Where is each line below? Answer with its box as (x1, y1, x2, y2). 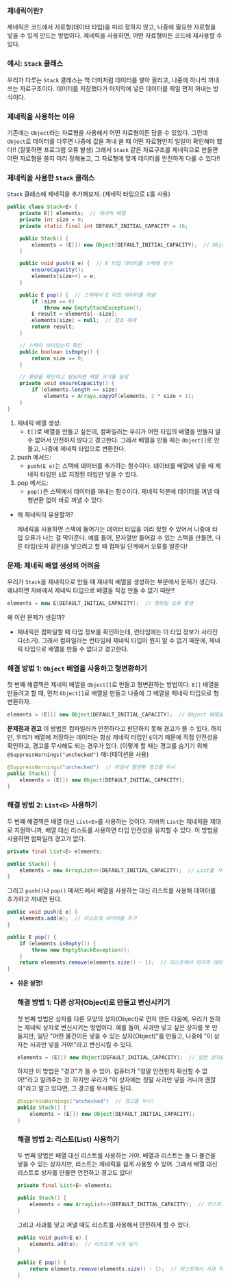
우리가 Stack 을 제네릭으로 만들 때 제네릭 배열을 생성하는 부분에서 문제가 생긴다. (7, 577, 218, 586)
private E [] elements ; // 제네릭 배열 (19, 210, 126, 217)
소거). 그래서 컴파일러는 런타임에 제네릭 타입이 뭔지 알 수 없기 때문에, (25, 636, 207, 645)
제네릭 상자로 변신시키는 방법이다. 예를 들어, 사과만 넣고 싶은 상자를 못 (24, 1023, 211, 1032)
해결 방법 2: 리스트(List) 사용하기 (16, 1134, 120, 1144)
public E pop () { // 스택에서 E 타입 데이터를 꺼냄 (19, 291, 156, 299)
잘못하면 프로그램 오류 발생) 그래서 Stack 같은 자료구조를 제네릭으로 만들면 (19, 145, 218, 153)
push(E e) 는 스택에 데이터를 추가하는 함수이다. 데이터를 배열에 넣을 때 (27, 461, 214, 470)
